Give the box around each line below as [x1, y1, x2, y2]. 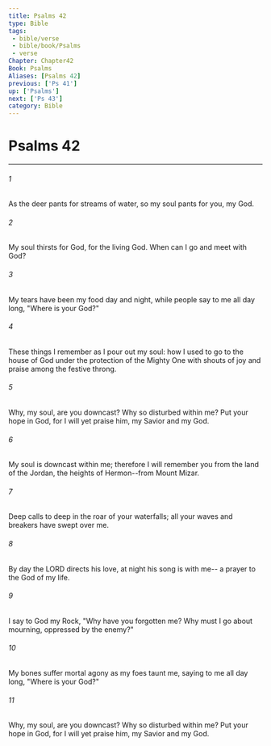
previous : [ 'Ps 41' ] [8, 79, 78, 87]
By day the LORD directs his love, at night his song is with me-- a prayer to [8, 563, 256, 574]
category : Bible [8, 102, 63, 110]
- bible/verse [11, 34, 60, 43]
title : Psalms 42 [8, 11, 67, 20]
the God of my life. [8, 572, 70, 582]
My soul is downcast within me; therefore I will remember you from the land [8, 460, 260, 470]
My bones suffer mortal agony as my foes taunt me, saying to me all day [8, 668, 248, 678]
